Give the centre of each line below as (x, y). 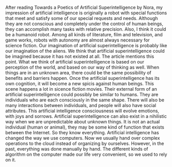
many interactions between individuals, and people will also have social (81, 105)
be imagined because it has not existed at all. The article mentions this (80, 56)
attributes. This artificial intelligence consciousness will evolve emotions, (82, 111)
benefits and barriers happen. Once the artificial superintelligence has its (83, 78)
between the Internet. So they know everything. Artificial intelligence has (82, 132)
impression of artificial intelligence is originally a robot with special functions (86, 13)
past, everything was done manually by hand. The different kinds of (77, 149)
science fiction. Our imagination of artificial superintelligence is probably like (86, 45)
